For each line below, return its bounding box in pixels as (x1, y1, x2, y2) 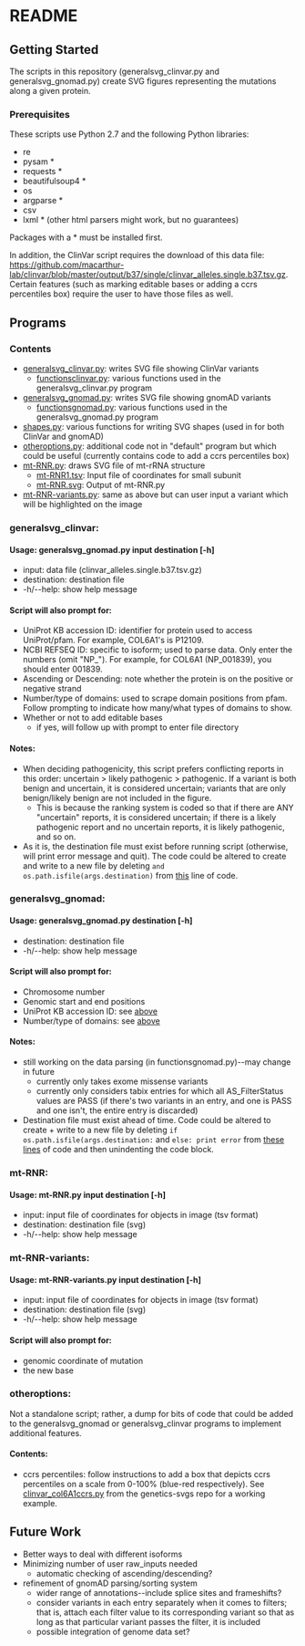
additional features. (9, 1427, 82, 1438)
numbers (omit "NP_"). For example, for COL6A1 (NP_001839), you (22, 654, 272, 665)
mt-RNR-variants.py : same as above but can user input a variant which (22, 489, 289, 500)
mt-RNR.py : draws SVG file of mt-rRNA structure (22, 460, 206, 471)
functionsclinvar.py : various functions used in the (36, 372, 221, 383)
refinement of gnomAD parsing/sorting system (22, 1578, 198, 1589)
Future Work (9, 1525, 82, 1540)
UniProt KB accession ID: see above (22, 1005, 158, 1016)
